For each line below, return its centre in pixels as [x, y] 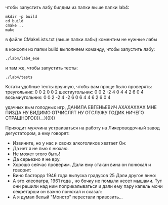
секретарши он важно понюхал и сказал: [57, 192]
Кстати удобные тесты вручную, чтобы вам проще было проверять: [79, 87]
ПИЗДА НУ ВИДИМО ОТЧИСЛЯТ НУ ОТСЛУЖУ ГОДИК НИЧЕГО [75, 113]
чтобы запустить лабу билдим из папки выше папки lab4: [67, 7]
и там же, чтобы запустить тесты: [42, 68]
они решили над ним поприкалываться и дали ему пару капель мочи [88, 186]
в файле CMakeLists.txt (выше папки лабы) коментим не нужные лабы [81, 39]
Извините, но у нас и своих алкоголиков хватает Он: [69, 143]
